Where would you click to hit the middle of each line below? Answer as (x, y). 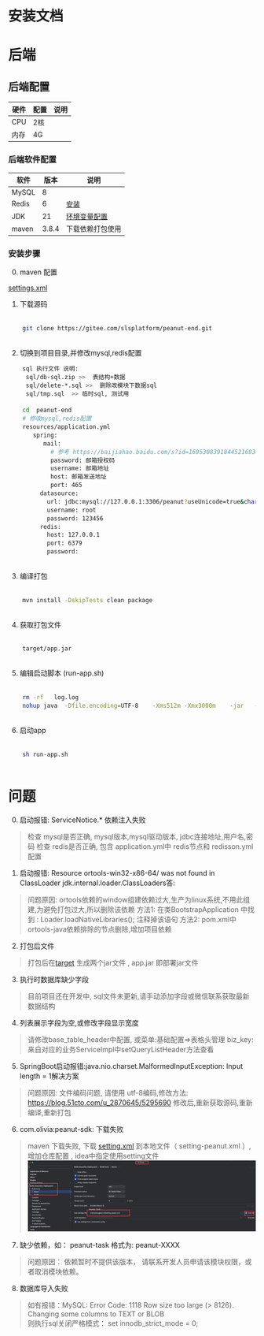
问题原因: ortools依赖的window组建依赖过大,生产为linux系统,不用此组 (138, 900)
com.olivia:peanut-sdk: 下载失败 (71, 1129)
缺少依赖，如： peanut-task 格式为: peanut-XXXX (100, 1245)
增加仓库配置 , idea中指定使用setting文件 (93, 1156)
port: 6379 (64, 543)
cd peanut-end (47, 411)
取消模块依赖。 (59, 1272)
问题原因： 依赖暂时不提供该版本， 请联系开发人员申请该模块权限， (136, 1262)
